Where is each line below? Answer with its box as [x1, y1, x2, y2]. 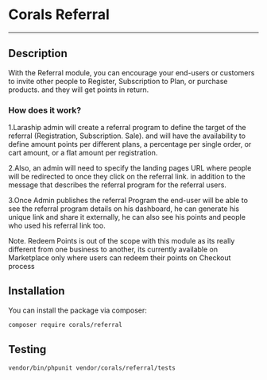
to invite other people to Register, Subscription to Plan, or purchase [8, 76, 228, 86]
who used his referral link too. [8, 221, 106, 231]
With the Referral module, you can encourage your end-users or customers [8, 67, 255, 77]
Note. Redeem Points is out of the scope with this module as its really [8, 236, 235, 246]
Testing [8, 343, 47, 356]
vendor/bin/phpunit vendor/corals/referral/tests [8, 363, 176, 372]
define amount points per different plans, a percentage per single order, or [8, 140, 252, 149]
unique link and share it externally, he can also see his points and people [8, 213, 246, 222]
